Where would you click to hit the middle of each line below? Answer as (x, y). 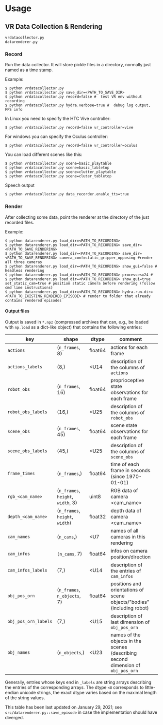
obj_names (19, 652)
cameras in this (128, 536)
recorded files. (20, 222)
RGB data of (124, 490)
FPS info (14, 110)
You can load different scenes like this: (44, 154)
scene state (124, 425)
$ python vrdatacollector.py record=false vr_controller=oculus (71, 146)
